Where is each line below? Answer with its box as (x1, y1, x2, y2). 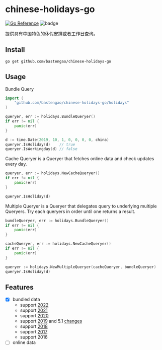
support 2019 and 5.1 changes (20, 318, 83, 324)
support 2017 (20, 329, 48, 335)
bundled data (12, 296, 40, 303)
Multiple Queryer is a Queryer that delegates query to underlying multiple (5, 203, 157, 209)
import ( (5, 96, 24, 101)
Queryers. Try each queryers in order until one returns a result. (5, 208, 136, 215)
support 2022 (20, 302, 49, 308)
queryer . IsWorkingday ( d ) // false (5, 147, 78, 152)
